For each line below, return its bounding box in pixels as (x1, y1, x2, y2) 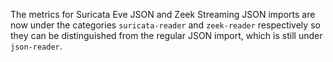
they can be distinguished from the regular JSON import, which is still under (10, 30, 323, 41)
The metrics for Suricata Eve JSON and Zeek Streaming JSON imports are (10, 9, 316, 20)
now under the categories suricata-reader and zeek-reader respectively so (10, 19, 321, 31)
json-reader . (10, 40, 63, 52)
